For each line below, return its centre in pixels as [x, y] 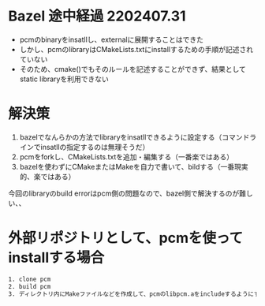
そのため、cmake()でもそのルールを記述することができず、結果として [132, 69]
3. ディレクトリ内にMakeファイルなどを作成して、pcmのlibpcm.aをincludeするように [131, 294]
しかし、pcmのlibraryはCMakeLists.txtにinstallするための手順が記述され [136, 49]
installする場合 [56, 258]
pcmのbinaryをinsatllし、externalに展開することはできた [111, 39]
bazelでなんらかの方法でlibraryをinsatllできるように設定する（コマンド [134, 137]
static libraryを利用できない [64, 79]
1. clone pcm [30, 279]
